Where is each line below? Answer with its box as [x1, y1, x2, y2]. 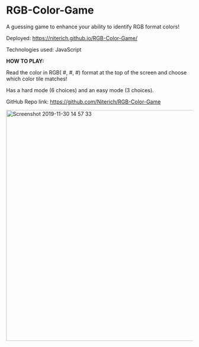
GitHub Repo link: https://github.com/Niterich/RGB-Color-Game [6, 98, 161, 105]
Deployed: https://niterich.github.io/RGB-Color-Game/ [6, 34, 138, 41]
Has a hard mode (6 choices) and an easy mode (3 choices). [6, 86, 154, 93]
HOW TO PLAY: [6, 57, 44, 64]
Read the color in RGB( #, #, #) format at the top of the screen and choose [6, 69, 187, 76]
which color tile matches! [6, 75, 68, 82]
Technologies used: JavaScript [6, 46, 82, 53]
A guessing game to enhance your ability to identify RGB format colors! [6, 23, 179, 30]
